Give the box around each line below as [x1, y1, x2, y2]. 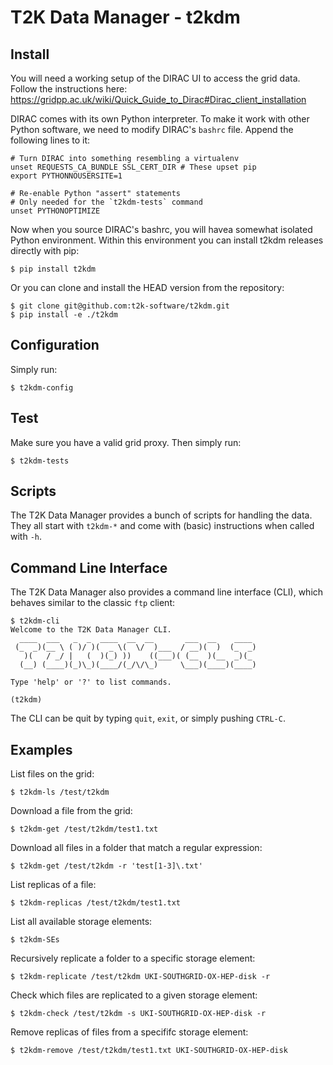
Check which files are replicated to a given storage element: [10, 989, 258, 1001]
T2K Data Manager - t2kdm [10, 6, 241, 29]
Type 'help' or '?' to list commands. [10, 677, 172, 688]
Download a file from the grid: [10, 805, 133, 817]
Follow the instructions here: [10, 83, 128, 95]
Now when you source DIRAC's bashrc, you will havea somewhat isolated [10, 224, 313, 235]
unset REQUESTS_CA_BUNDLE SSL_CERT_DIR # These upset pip [10, 162, 257, 172]
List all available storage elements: [10, 916, 153, 928]
